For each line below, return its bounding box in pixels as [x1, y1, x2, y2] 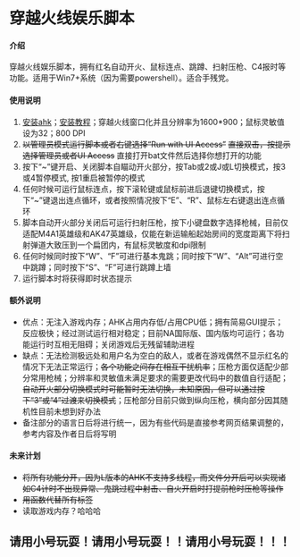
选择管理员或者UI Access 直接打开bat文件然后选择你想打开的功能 [21, 149, 262, 161]
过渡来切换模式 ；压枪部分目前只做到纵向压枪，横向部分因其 [61, 394, 281, 405]
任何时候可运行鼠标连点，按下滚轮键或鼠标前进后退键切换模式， [21, 183, 257, 194]
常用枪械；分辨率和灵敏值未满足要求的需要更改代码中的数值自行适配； [29, 372, 288, 383]
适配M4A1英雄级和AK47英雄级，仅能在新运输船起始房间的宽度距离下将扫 [21, 228, 290, 239]
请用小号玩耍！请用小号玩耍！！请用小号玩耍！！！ [9, 534, 291, 550]
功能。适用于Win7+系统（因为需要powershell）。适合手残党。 [9, 72, 234, 83]
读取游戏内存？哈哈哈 [21, 506, 101, 516]
